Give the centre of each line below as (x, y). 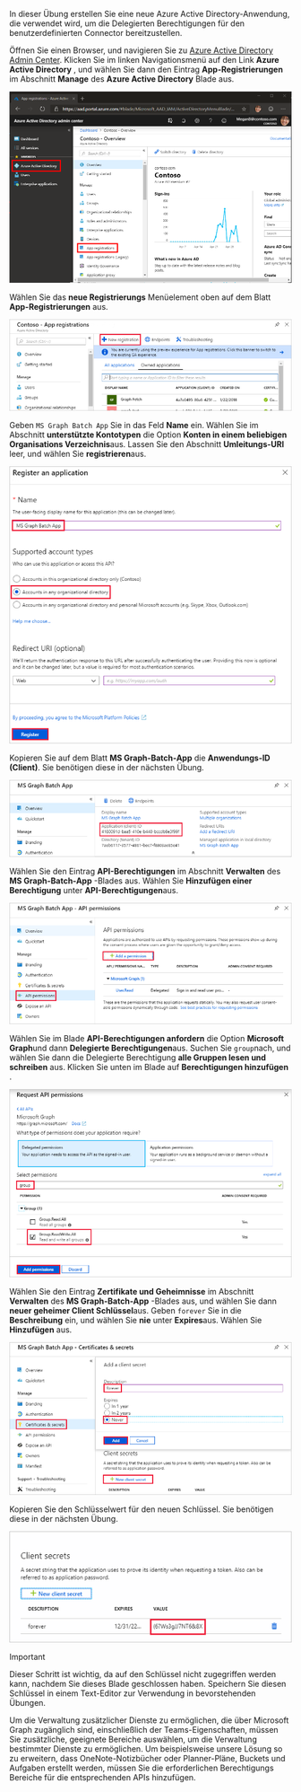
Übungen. (28, 1702)
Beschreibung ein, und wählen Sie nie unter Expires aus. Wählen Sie (136, 1321)
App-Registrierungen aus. (59, 306)
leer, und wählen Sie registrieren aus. (78, 454)
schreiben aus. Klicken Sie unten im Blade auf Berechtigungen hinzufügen (149, 1067)
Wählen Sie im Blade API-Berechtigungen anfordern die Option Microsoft (147, 1039)
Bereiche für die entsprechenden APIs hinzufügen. (103, 1777)
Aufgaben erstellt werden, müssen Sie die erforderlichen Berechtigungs (142, 1768)
